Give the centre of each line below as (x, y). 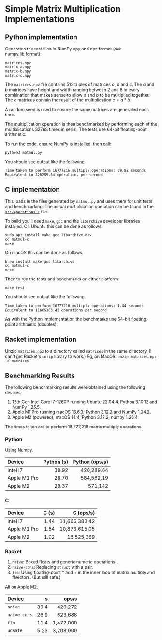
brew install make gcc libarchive (40, 261)
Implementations (40, 19)
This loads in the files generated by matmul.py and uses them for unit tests (79, 201)
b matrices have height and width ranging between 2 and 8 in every (73, 90)
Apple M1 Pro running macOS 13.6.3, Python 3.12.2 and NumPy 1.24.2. (81, 412)
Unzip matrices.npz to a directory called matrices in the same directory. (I (78, 351)
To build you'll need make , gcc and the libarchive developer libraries (73, 221)
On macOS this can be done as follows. (44, 252)
